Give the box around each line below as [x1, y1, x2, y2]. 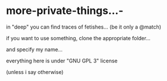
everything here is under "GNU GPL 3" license [6, 57, 118, 64]
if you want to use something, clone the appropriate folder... [6, 34, 151, 41]
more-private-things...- [6, 4, 124, 17]
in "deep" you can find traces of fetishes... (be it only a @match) [6, 23, 162, 30]
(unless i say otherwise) [6, 68, 64, 75]
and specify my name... [6, 45, 63, 53]
